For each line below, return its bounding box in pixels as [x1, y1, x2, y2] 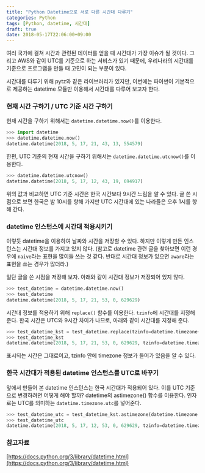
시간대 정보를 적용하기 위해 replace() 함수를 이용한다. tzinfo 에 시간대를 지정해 [6, 309, 195, 316]
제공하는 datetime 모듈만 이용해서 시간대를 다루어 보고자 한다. [12, 85, 160, 93]
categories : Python [6, 15, 56, 21]
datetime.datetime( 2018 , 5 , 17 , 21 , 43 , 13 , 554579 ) [6, 141, 143, 147]
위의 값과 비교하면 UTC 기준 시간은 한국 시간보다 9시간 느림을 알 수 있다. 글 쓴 [6, 190, 191, 197]
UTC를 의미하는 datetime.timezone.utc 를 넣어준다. [17, 399, 142, 406]
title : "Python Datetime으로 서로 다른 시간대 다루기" [6, 9, 133, 15]
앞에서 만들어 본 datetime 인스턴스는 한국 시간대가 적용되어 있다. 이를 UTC [6, 384, 184, 391]
